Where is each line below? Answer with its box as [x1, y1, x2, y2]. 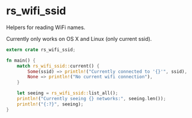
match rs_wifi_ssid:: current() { [17, 63, 100, 69]
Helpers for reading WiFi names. [6, 24, 86, 31]
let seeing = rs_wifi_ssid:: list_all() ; [17, 90, 118, 96]
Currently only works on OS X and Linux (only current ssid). [6, 35, 152, 42]
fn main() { [6, 58, 36, 63]
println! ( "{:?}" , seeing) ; [17, 101, 84, 107]
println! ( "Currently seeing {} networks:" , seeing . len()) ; [17, 96, 166, 102]
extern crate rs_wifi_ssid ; [6, 46, 76, 53]
